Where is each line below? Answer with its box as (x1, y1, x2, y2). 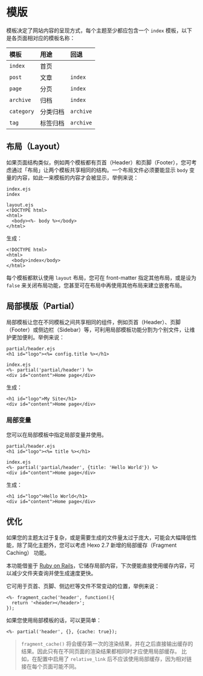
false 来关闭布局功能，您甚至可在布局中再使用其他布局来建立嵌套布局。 (6, 282, 185, 289)
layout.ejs (6, 201, 34, 208)
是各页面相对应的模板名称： (6, 34, 76, 41)
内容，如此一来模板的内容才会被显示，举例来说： (16, 174, 139, 181)
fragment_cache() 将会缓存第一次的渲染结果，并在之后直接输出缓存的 (21, 640, 193, 647)
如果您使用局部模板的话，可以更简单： (6, 617, 101, 624)
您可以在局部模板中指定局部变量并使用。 (6, 431, 107, 438)
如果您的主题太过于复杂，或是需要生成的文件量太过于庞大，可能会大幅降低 (6, 533, 192, 541)
